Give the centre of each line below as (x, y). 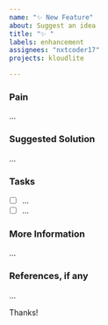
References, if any (49, 276)
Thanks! (24, 312)
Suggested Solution (52, 140)
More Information (47, 233)
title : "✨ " (32, 34)
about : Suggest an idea (53, 26)
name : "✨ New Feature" (51, 17)
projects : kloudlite (47, 58)
